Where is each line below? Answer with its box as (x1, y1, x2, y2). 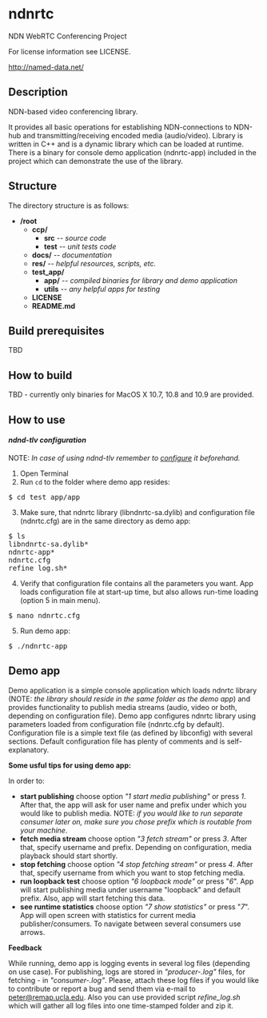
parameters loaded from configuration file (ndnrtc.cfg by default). (8, 719, 225, 729)
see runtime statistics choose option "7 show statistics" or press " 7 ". (19, 901, 250, 912)
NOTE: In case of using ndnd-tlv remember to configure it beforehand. (8, 453, 241, 462)
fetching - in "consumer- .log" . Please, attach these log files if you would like (8, 975, 260, 984)
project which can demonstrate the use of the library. (8, 156, 184, 166)
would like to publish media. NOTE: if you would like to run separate (19, 808, 243, 818)
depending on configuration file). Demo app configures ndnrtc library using (8, 711, 257, 721)
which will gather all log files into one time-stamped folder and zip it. (8, 1000, 234, 1010)
